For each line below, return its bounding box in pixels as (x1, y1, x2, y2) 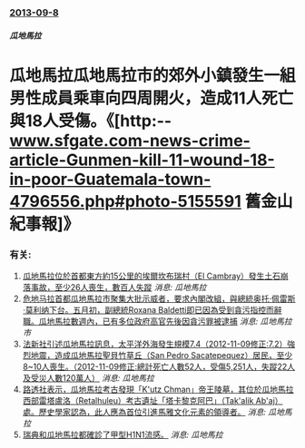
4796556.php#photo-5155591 (9, 190, 242, 211)
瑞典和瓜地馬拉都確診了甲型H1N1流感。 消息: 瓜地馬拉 (22, 429, 224, 440)
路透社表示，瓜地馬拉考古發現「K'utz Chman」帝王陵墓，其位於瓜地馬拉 (22, 384, 294, 394)
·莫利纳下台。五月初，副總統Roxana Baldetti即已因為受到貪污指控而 (22, 305, 274, 315)
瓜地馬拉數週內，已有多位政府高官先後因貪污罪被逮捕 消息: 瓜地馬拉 (38, 316, 292, 326)
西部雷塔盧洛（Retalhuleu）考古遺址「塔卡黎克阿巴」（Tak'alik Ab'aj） (22, 395, 283, 405)
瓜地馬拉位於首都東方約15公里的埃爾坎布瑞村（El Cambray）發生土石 (22, 270, 281, 281)
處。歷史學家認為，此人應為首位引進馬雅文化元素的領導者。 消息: (22, 406, 266, 417)
